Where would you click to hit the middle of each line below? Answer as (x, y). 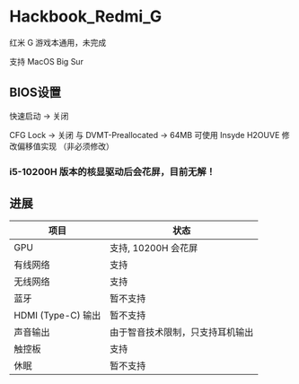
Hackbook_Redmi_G (86, 17)
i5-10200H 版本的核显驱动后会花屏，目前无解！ (112, 171)
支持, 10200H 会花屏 (154, 249)
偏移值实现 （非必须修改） (65, 146)
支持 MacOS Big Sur (46, 61)
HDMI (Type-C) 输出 (57, 316)
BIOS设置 (35, 93)
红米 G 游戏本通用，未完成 (58, 42)
